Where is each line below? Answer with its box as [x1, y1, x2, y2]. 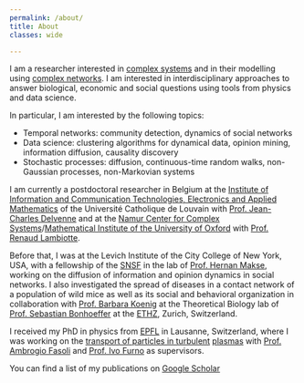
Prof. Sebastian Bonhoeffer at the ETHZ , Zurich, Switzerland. [9, 308, 238, 319]
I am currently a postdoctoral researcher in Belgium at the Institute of [9, 184, 269, 195]
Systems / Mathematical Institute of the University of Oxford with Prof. [9, 223, 269, 233]
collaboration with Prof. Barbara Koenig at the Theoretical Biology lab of [9, 298, 280, 310]
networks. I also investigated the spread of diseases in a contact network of [9, 279, 295, 290]
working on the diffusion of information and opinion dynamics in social [9, 270, 275, 281]
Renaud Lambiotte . [9, 233, 80, 243]
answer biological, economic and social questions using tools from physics [9, 83, 292, 94]
